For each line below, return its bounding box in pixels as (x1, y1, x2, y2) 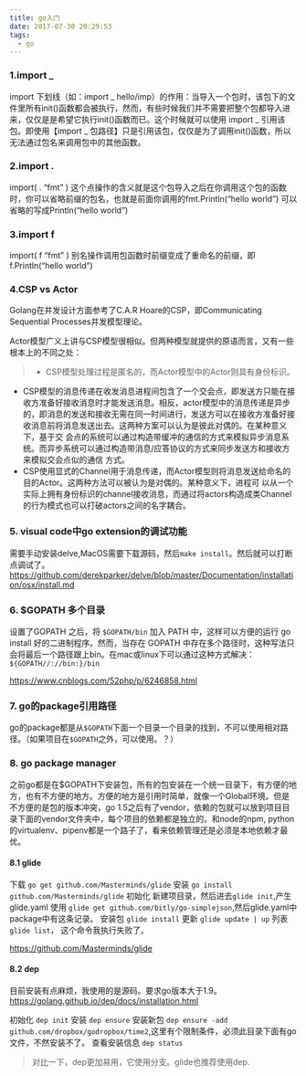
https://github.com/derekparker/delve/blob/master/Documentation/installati (9, 569, 294, 580)
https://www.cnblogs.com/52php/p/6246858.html (9, 675, 198, 686)
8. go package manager (9, 757, 117, 770)
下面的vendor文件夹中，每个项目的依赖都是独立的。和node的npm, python (16, 813, 295, 824)
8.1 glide (9, 858, 42, 869)
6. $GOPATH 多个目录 (9, 604, 106, 617)
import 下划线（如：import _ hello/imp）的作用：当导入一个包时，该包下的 (9, 90, 288, 101)
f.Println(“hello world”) (9, 260, 93, 271)
